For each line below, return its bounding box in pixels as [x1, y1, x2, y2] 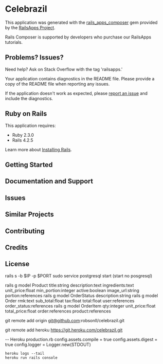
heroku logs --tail [5, 351, 45, 356]
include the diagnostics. [5, 95, 53, 101]
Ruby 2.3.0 [12, 132, 34, 138]
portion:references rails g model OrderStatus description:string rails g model [5, 292, 158, 298]
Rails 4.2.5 [12, 137, 33, 143]
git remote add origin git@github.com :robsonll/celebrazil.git [5, 317, 125, 323]
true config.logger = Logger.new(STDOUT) [5, 342, 91, 347]
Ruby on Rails [5, 109, 47, 118]
